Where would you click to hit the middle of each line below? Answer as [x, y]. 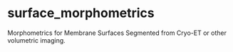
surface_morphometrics [81, 13]
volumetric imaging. [36, 40]
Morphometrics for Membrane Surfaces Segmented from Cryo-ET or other [117, 33]
